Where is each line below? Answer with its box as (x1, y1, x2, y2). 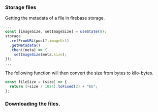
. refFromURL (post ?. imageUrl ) (9, 38, 69, 43)
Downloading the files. (5, 100, 61, 107)
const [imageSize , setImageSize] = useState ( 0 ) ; (5, 29, 107, 34)
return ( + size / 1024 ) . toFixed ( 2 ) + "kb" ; (9, 84, 98, 89)
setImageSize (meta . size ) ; (14, 52, 67, 57)
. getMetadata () (9, 43, 41, 48)
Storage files (5, 4, 36, 11)
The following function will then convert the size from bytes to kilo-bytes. (5, 70, 154, 76)
